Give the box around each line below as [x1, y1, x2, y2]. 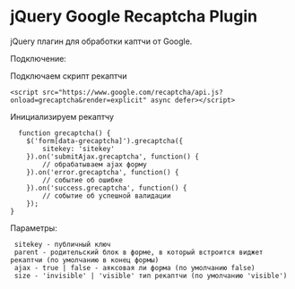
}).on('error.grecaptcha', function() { [26, 167, 179, 176]
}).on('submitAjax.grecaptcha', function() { [26, 152, 200, 161]
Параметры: [10, 222, 57, 234]
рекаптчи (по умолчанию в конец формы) [10, 255, 160, 265]
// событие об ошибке [42, 175, 124, 184]
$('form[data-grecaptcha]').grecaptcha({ [26, 136, 183, 145]
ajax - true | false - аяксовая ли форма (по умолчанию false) [13, 263, 256, 272]
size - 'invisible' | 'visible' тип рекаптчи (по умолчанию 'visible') [13, 271, 288, 280]
